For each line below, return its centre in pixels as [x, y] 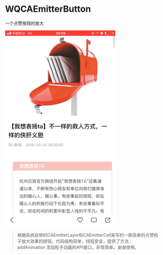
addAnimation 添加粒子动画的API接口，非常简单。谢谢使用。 [78, 247]
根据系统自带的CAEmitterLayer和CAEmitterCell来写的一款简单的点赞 [85, 235]
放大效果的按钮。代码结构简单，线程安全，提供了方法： [77, 241]
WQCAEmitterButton [48, 9]
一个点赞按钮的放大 [24, 23]
